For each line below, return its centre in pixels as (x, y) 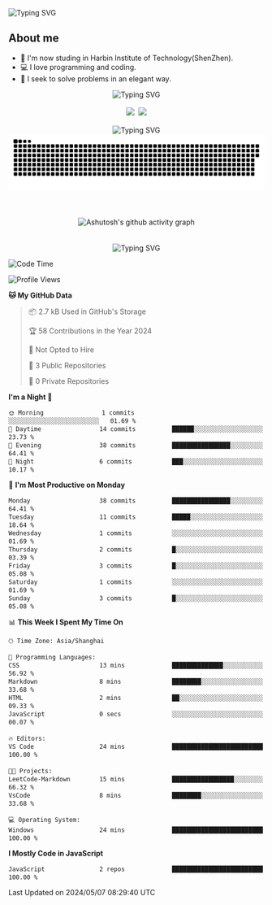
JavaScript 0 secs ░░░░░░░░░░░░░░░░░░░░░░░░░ (136, 714)
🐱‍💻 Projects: (30, 771)
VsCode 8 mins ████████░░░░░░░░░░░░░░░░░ (136, 795)
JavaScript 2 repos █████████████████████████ (136, 869)
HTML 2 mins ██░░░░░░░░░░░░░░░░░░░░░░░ (136, 698)
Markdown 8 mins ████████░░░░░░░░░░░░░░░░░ (136, 681)
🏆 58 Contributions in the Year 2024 (90, 331)
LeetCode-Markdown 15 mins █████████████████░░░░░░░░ (136, 779)
